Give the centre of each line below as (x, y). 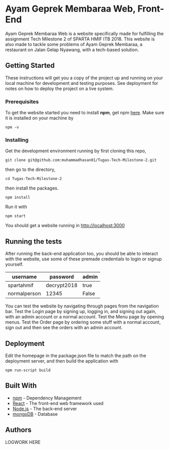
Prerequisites (22, 102)
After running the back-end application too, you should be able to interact (81, 254)
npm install (18, 198)
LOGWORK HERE (23, 442)
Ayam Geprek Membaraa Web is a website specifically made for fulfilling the (84, 33)
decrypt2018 (62, 285)
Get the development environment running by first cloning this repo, (76, 151)
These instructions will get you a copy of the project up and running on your (84, 78)
